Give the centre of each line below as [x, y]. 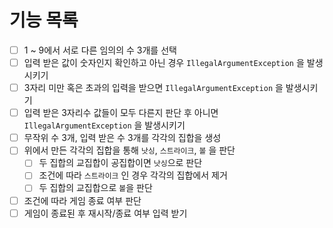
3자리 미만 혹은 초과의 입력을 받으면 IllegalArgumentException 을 [153, 88]
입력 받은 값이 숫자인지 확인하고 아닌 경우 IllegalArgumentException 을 [164, 62]
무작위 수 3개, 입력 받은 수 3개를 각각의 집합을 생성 [122, 138]
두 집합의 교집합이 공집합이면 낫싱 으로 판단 [120, 163]
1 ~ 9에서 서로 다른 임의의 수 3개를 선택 [100, 50]
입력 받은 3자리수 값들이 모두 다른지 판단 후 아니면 [121, 113]
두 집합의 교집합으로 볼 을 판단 [95, 188]
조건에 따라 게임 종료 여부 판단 [82, 200]
